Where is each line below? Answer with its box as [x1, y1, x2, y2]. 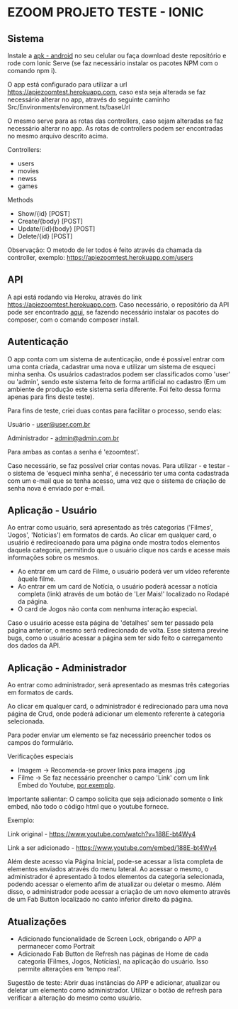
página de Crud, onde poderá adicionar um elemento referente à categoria [7, 709, 225, 718]
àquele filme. [17, 574, 56, 583]
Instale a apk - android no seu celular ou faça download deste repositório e [7, 51, 227, 60]
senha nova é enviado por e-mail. [7, 484, 105, 492]
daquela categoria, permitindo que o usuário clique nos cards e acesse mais [7, 546, 230, 555]
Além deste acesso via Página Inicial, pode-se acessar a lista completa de [7, 857, 224, 866]
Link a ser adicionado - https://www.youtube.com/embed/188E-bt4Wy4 [7, 844, 217, 852]
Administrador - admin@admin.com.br [7, 434, 120, 442]
